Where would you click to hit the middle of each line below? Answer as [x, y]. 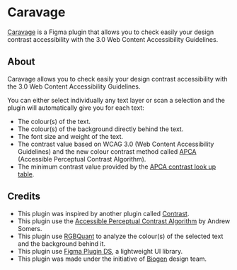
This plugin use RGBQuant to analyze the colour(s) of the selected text [120, 236]
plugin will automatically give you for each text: [76, 108]
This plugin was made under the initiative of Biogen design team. [112, 259]
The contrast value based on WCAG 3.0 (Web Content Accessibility [116, 144]
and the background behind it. [62, 243]
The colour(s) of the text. [54, 121]
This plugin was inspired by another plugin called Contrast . [103, 213]
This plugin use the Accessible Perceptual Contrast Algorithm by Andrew [124, 221]
